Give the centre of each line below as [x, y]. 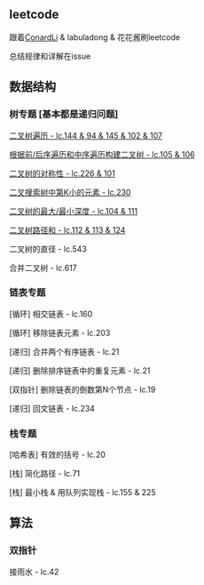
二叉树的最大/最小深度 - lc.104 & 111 [74, 211]
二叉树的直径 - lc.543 [48, 249]
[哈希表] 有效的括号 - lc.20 [58, 455]
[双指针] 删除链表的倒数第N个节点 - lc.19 [82, 389]
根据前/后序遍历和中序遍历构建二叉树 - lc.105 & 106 [102, 154]
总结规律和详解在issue [50, 56]
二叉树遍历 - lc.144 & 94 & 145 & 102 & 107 [86, 135]
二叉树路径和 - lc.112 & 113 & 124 [67, 229]
